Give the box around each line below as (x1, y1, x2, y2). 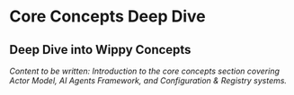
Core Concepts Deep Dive (9, 6, 207, 27)
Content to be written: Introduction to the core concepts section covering (9, 65, 281, 76)
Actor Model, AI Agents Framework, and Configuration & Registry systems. (9, 75, 288, 86)
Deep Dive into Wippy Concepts (9, 42, 192, 57)
